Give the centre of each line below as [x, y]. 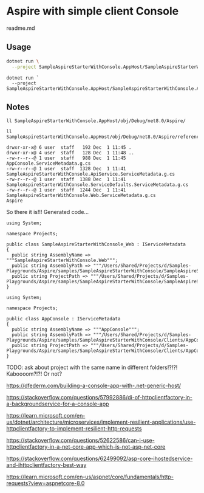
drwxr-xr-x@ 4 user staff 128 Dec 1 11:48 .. [70, 153]
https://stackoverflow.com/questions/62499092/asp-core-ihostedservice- [100, 459]
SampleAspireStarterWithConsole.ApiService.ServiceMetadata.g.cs [90, 174]
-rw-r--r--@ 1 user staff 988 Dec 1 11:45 [66, 158]
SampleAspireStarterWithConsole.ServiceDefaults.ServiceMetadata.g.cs [97, 185]
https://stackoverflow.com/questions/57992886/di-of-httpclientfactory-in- [100, 398]
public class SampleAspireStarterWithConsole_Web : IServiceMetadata [96, 244]
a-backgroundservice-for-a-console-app [58, 404]
